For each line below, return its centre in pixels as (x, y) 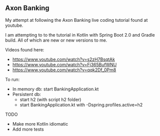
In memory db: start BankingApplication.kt (55, 89)
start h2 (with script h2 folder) (50, 99)
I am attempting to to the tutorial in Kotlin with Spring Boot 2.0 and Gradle (80, 35)
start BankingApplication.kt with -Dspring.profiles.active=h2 (81, 105)
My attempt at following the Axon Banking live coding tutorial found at (77, 20)
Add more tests (28, 129)
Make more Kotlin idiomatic (40, 124)
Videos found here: (25, 49)
